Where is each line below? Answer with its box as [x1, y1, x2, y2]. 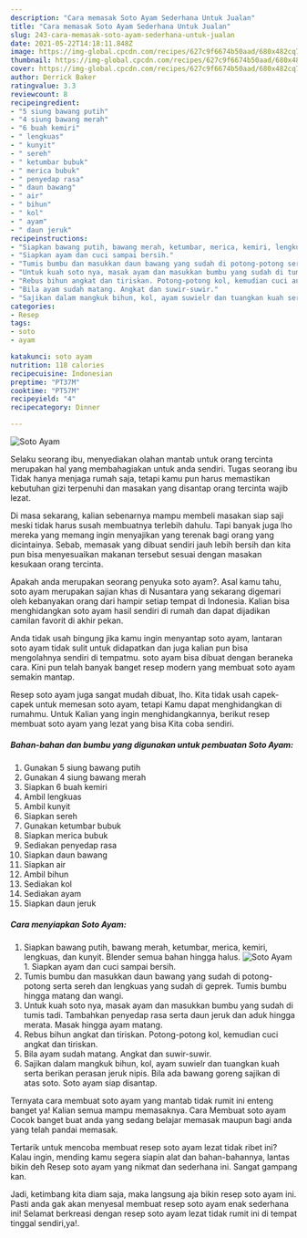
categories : [10, 302, 56, 311]
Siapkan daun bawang [23, 849, 108, 860]
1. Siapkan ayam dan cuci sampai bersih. [23, 961, 177, 972]
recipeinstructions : [10, 234, 89, 243]
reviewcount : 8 [10, 89, 68, 99]
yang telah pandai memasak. [10, 1124, 118, 1135]
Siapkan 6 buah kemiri [23, 781, 107, 792]
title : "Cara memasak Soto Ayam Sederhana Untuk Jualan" [10, 22, 231, 31]
